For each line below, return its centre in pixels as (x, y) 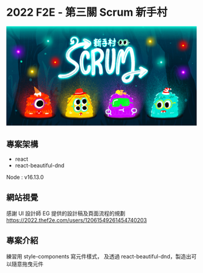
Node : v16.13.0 (25, 177)
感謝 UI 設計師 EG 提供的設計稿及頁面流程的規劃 (66, 213)
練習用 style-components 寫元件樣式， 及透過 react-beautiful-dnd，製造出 (99, 256)
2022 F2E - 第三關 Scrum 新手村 (87, 12)
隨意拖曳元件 (27, 264)
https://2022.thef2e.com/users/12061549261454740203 (76, 220)
